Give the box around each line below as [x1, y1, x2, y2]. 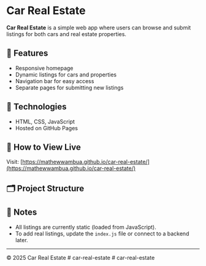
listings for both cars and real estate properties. [6, 30, 127, 37]
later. [15, 236, 29, 243]
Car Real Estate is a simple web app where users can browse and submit [6, 24, 191, 31]
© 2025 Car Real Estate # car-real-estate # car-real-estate [6, 254, 155, 261]
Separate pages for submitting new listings [15, 84, 124, 91]
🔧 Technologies [6, 102, 67, 112]
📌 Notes [6, 207, 37, 218]
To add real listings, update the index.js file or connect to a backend [15, 230, 189, 237]
